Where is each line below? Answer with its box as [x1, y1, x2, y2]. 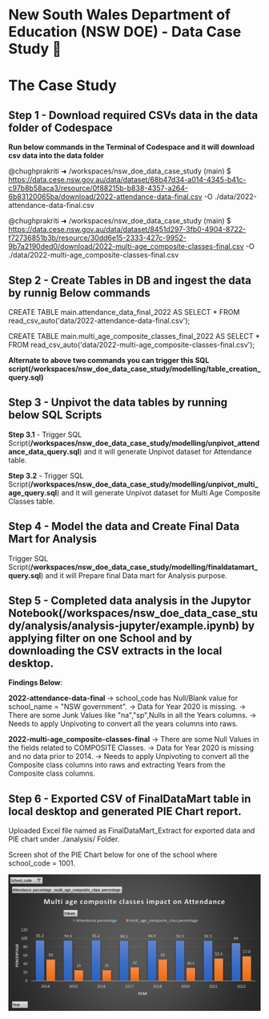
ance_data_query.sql [8, 446, 80, 456]
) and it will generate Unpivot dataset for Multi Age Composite [56, 487, 261, 497]
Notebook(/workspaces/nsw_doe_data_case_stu [8, 606, 259, 620]
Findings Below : [8, 678, 62, 687]
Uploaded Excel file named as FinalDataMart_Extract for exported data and [8, 825, 255, 836]
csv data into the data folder [8, 151, 104, 161]
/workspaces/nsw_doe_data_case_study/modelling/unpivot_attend [30, 438, 260, 447]
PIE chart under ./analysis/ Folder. [8, 834, 120, 844]
